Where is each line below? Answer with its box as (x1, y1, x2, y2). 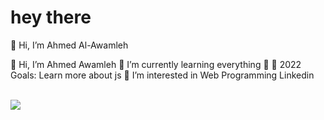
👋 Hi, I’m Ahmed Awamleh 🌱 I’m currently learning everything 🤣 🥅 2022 (10, 58, 302, 70)
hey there (10, 6, 92, 29)
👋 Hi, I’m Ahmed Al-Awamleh (10, 39, 129, 51)
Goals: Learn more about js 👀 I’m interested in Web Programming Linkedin (10, 69, 315, 81)
